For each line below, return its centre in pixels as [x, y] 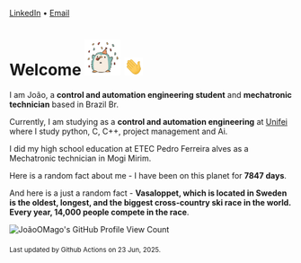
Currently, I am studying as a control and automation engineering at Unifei [148, 121]
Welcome [45, 70]
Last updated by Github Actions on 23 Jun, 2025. [85, 250]
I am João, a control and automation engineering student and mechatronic [150, 94]
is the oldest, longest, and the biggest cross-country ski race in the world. [150, 202]
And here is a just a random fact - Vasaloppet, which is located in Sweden [148, 193]
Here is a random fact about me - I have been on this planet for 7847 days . [148, 175]
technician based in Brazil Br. [64, 104]
